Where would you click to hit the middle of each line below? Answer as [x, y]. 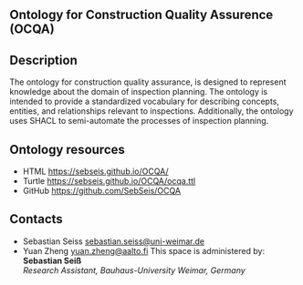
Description [43, 60]
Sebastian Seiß [52, 260]
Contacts [37, 219]
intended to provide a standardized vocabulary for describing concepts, [145, 102]
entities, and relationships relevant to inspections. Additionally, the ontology [151, 111]
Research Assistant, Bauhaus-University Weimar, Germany [134, 270]
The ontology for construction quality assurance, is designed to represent [148, 82]
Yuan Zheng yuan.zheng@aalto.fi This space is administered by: [144, 250]
